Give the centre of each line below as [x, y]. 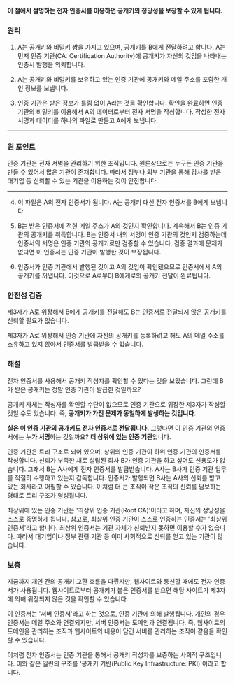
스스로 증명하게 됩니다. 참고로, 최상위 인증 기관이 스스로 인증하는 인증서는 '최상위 [117, 519]
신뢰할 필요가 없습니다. [38, 321]
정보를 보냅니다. [47, 88]
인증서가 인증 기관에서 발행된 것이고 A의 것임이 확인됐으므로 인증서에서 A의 [120, 267]
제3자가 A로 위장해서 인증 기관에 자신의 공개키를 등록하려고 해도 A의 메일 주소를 [116, 336]
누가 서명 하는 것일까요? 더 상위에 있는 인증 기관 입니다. [98, 436]
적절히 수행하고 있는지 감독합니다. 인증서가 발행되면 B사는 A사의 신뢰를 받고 [117, 477]
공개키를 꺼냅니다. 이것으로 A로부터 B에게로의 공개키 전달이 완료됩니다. [114, 275]
